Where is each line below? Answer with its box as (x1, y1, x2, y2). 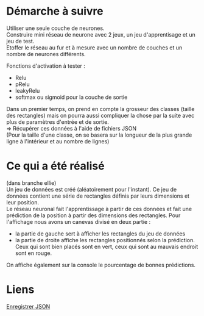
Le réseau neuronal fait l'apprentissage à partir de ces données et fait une (6, 205, 192, 212)
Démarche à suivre (6, 4, 104, 18)
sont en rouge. (15, 249, 52, 257)
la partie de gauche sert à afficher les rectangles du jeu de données (15, 230, 186, 237)
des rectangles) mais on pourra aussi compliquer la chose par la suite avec (6, 112, 195, 119)
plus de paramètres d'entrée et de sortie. (6, 118, 110, 126)
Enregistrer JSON (6, 303, 51, 310)
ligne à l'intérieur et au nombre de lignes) (6, 137, 110, 145)
